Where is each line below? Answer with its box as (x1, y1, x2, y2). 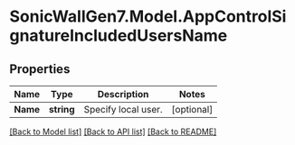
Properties (9, 61, 71, 77)
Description (97, 88, 149, 100)
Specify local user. (83, 104, 163, 115)
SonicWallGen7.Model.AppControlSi (9, 6, 287, 27)
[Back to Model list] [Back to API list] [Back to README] (9, 126, 217, 137)
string (48, 104, 75, 115)
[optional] (171, 104, 214, 115)
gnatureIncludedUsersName (9, 25, 228, 46)
